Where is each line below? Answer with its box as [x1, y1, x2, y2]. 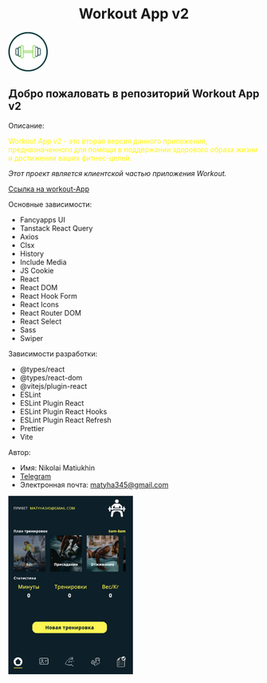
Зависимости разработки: [8, 348, 98, 359]
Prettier [19, 423, 45, 433]
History [19, 249, 45, 258]
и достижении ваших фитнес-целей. [8, 153, 132, 163]
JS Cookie [19, 265, 54, 275]
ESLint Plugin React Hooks [19, 406, 108, 416]
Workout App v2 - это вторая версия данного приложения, [8, 136, 208, 146]
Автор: [8, 447, 31, 457]
